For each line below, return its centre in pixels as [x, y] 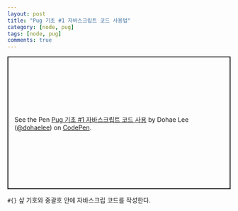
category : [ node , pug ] [41, 27]
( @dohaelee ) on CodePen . [53, 127]
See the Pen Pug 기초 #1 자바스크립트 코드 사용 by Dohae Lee [102, 119]
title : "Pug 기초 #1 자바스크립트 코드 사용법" [69, 21]
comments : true [30, 40]
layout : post [27, 14]
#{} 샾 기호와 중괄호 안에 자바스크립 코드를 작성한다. [79, 200]
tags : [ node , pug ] [34, 34]
